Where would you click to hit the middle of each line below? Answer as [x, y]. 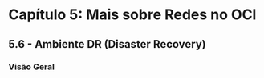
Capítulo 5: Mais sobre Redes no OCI [132, 15]
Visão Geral [31, 67]
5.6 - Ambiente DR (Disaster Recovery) [107, 44]
